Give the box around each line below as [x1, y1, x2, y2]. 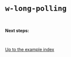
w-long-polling [5, 4, 67, 13]
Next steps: [5, 27, 29, 33]
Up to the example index [5, 46, 55, 52]
